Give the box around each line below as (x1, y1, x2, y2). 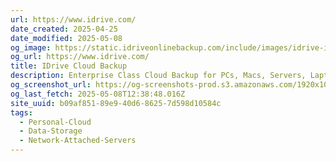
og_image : (10, 42, 52, 53)
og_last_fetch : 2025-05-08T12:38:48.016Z (10, 89, 186, 99)
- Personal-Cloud (19, 117, 92, 127)
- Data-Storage (19, 126, 83, 136)
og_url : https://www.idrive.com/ (10, 52, 150, 62)
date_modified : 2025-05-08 (10, 33, 123, 43)
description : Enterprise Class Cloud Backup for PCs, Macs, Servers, (10, 71, 307, 81)
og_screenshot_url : (10, 80, 92, 90)
